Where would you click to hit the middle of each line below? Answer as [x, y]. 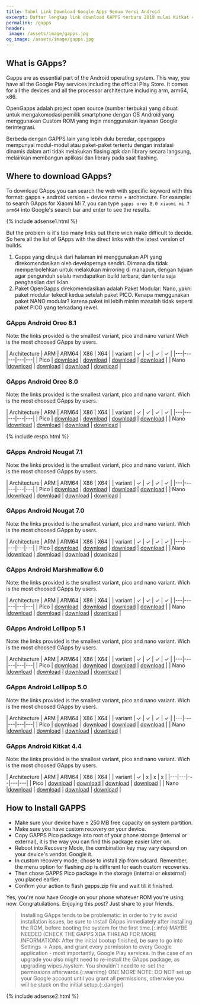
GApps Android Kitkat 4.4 [44, 746]
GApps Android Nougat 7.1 [44, 452]
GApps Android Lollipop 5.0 [47, 687]
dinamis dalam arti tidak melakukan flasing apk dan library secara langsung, [99, 151]
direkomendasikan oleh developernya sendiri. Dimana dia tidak [91, 263]
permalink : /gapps [29, 23]
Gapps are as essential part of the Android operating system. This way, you [98, 77]
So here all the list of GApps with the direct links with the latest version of [95, 239]
